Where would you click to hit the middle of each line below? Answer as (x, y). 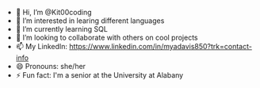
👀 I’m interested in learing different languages (90, 21)
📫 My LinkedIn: (42, 46)
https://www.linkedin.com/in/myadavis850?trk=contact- (161, 46)
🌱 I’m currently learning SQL (62, 29)
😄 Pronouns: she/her (50, 66)
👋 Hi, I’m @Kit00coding (54, 12)
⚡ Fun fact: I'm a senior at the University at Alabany (99, 75)
